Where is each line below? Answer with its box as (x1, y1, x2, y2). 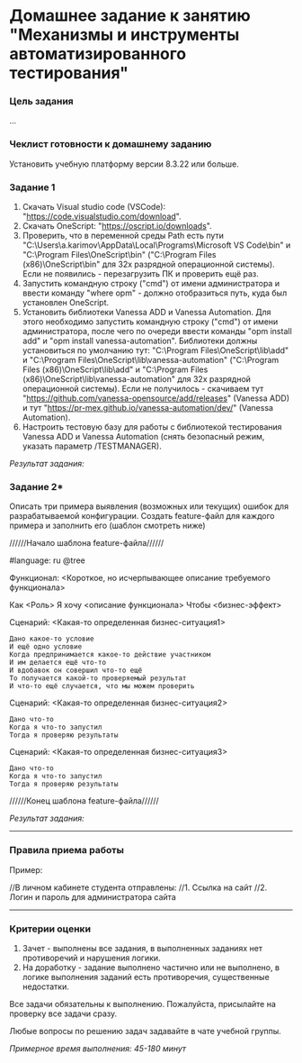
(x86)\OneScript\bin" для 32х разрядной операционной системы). (22, 259, 276, 270)
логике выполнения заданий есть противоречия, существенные (22, 971, 270, 982)
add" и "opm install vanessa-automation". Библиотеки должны (22, 335, 258, 347)
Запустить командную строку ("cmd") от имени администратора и (22, 278, 280, 289)
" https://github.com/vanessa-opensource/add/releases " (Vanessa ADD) (22, 393, 290, 404)
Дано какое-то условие (9, 634, 94, 644)
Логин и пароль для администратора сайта (9, 891, 177, 902)
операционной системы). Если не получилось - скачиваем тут (22, 384, 264, 395)
